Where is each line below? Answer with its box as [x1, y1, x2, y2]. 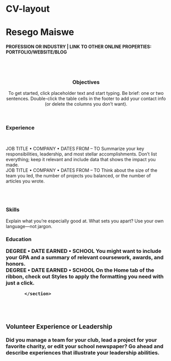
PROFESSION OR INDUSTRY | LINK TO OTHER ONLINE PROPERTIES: [6, 43, 152, 49]
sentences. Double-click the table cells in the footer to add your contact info [6, 95, 166, 101]
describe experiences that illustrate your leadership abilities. [6, 349, 160, 356]
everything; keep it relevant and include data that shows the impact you [6, 157, 156, 163]
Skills [6, 206, 20, 213]
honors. [6, 260, 26, 267]
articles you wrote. [6, 178, 45, 184]
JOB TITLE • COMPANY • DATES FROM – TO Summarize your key [6, 146, 145, 152]
